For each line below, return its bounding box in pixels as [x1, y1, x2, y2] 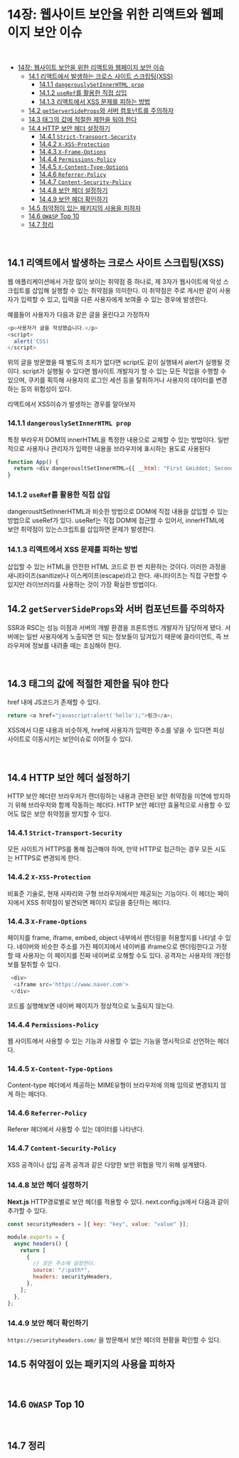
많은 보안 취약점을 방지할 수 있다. [20, 810, 112, 818]
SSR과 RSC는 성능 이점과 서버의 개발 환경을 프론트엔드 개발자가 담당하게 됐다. [7, 623, 223, 631]
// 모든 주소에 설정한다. [33, 1260, 96, 1267]
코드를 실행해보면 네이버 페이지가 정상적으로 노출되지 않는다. [7, 1001, 175, 1010]
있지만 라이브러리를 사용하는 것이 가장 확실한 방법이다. [7, 580, 158, 589]
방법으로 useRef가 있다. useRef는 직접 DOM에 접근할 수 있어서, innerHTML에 [7, 516, 225, 524]
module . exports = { [7, 1234, 65, 1241]
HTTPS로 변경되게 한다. [14, 854, 82, 862]
